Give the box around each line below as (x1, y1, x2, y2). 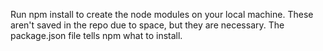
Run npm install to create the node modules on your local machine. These (10, 9, 314, 20)
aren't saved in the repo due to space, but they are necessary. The (10, 19, 285, 31)
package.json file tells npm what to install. (10, 30, 183, 41)
